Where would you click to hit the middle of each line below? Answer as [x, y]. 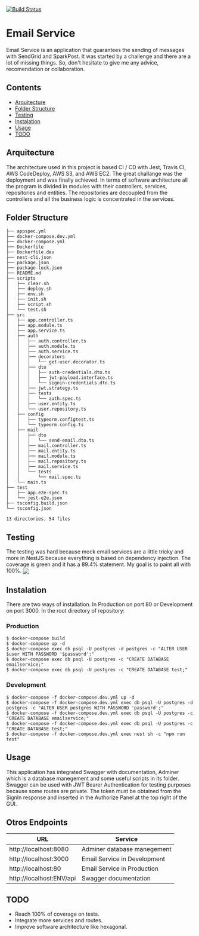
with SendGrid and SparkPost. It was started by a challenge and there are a [99, 56]
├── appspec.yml [26, 231]
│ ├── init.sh [26, 299]
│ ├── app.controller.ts [40, 320]
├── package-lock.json [34, 268]
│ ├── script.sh [29, 305]
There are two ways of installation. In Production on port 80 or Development [99, 604]
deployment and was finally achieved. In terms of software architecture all [97, 180]
